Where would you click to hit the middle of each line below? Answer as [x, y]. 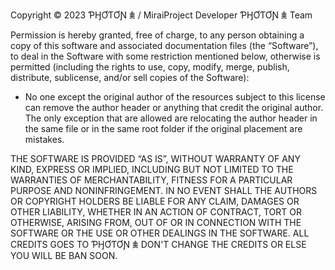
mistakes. [44, 139]
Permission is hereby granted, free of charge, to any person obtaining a [157, 35]
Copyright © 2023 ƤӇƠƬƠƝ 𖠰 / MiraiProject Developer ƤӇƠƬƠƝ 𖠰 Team [161, 15]
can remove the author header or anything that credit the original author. [174, 107]
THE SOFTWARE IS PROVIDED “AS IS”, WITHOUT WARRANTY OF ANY [155, 158]
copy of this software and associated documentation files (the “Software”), [164, 45]
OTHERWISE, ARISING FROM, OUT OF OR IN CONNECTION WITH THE [156, 222]
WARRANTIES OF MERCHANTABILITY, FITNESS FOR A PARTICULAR [151, 180]
